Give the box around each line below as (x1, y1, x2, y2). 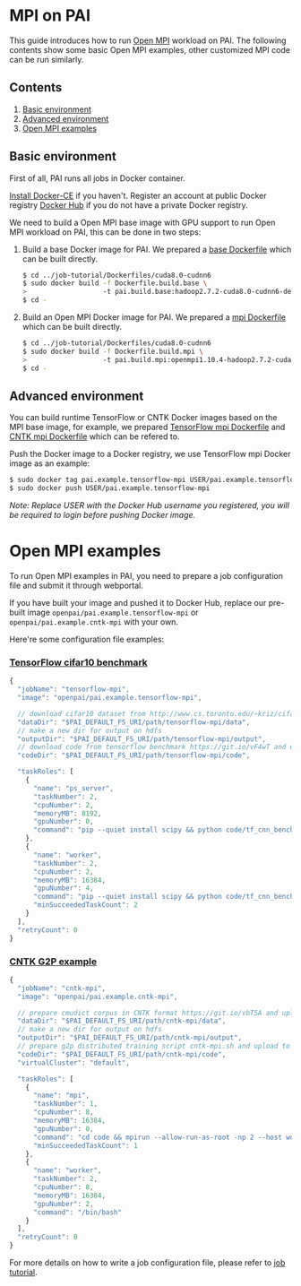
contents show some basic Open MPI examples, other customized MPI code (9, 44, 291, 55)
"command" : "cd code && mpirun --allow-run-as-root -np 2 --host (32, 1133, 282, 1142)
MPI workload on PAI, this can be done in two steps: (9, 226, 202, 237)
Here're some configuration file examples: (9, 634, 165, 645)
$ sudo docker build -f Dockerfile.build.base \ (21, 279, 208, 288)
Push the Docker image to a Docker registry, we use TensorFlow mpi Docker (9, 449, 291, 460)
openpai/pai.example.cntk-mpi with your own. (9, 617, 179, 627)
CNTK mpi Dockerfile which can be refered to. (9, 431, 180, 442)
